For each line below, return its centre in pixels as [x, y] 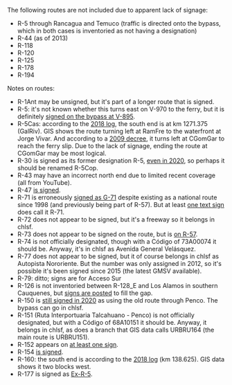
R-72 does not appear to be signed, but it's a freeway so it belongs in [116, 220]
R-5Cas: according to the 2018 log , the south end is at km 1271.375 [112, 124]
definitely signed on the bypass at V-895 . [76, 116]
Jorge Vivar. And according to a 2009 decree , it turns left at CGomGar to [121, 138]
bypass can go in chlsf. [50, 308]
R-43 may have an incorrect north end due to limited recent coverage [116, 175]
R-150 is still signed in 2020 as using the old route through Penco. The [117, 300]
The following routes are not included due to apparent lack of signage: [107, 10]
